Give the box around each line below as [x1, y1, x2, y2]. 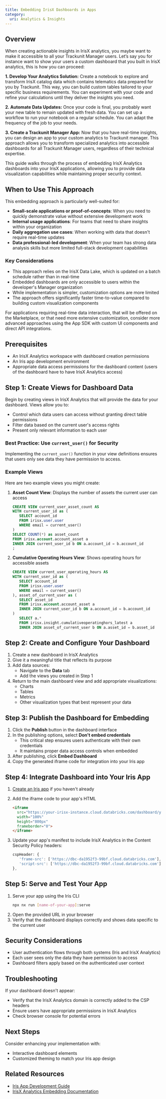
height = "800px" [17, 819, 49, 824]
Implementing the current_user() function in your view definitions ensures [5, 451, 158, 457]
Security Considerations [5, 936, 83, 945]
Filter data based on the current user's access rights [12, 422, 120, 428]
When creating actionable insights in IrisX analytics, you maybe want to [5, 48, 151, 54]
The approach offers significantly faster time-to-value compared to [12, 295, 150, 301]
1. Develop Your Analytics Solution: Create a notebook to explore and [5, 73, 149, 79]
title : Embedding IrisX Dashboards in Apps [5, 7, 97, 12]
